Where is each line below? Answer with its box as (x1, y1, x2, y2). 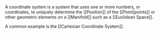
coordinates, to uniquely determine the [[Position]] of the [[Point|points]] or (5, 9, 155, 15)
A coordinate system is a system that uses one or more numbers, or (5, 4, 141, 10)
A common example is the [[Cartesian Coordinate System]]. (5, 23, 124, 29)
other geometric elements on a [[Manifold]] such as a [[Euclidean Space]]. (5, 14, 154, 20)
